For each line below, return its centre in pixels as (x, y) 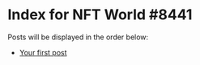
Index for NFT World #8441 (100, 15)
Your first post (43, 52)
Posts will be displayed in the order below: (78, 37)
